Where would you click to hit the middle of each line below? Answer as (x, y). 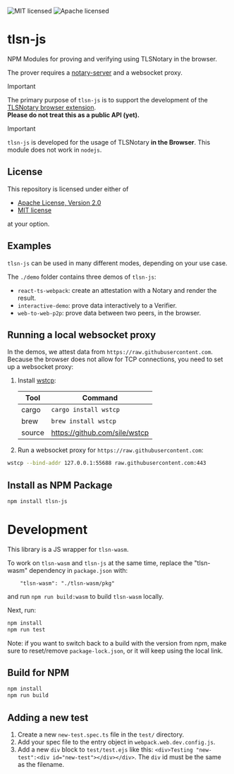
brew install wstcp (84, 421)
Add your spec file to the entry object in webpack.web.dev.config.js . (116, 742)
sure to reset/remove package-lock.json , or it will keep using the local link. (115, 651)
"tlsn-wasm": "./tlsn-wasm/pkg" (67, 583)
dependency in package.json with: (79, 570)
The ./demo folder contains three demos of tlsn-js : (82, 277)
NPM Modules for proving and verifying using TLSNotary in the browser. (112, 59)
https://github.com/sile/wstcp (100, 433)
